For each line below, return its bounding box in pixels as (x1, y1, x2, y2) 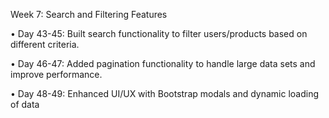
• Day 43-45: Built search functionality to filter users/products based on (10, 28, 308, 39)
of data (10, 99, 40, 110)
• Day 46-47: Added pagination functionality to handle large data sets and (10, 58, 316, 69)
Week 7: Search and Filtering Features (10, 9, 168, 20)
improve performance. (10, 69, 103, 80)
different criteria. (10, 39, 80, 50)
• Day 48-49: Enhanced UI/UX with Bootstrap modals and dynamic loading (10, 88, 320, 99)
